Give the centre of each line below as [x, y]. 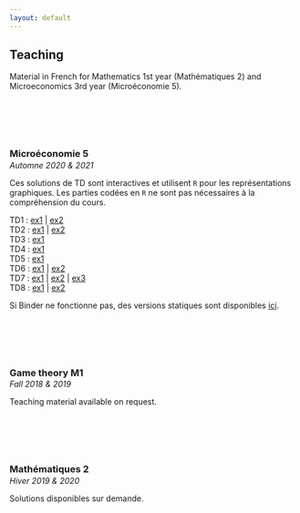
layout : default [40, 18]
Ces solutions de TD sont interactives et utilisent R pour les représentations [150, 182]
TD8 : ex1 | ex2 [37, 287]
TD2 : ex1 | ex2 [37, 230]
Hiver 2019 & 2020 [45, 480]
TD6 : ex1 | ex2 [37, 268]
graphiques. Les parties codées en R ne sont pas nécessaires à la [132, 192]
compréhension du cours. [58, 202]
